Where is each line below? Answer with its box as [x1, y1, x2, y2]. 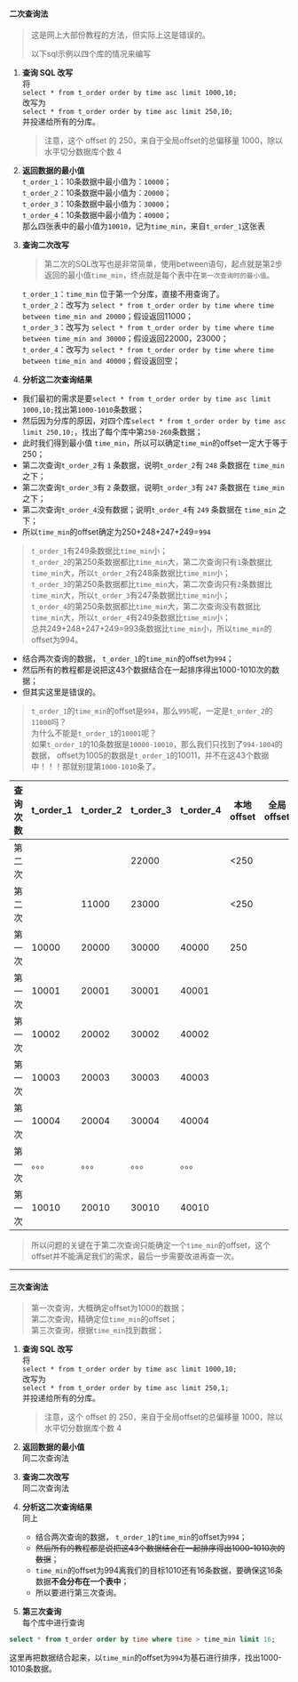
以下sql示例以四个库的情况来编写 [30, 49, 152, 60]
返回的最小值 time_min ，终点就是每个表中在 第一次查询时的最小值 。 [43, 270, 275, 280]
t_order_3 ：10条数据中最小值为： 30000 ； [21, 198, 172, 209]
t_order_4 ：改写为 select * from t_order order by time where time [21, 344, 275, 355]
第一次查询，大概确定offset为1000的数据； [30, 1303, 188, 1314]
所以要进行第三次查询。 [35, 1588, 122, 1598]
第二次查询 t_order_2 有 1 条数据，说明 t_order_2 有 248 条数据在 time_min [21, 460, 286, 471]
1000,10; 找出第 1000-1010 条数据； [21, 405, 145, 415]
